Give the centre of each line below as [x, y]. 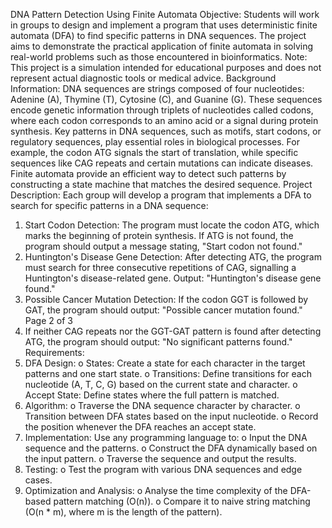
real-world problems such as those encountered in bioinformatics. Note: [159, 57]
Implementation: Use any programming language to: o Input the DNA [166, 437]
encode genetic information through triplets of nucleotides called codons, [162, 110]
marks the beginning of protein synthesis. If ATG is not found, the [159, 235]
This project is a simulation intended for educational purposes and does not [166, 67]
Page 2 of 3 [48, 320]
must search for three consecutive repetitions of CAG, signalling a [160, 267]
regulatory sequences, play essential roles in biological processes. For [155, 142]
